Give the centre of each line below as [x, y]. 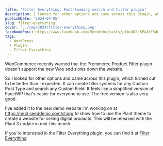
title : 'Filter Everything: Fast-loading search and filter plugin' [76, 9]
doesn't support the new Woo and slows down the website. [64, 69]
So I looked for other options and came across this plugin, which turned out [81, 78]
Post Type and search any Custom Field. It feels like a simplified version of [79, 88]
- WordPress [22, 41]
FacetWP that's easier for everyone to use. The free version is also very [77, 94]
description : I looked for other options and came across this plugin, [79, 14]
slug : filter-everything [30, 23]
